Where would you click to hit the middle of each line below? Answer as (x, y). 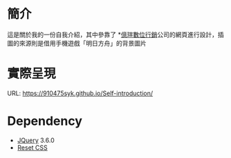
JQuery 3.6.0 (36, 140)
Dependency (45, 121)
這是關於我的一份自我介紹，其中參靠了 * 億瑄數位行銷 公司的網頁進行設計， (112, 34)
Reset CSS (33, 147)
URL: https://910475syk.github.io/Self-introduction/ (80, 93)
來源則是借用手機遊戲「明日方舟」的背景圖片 (83, 43)
